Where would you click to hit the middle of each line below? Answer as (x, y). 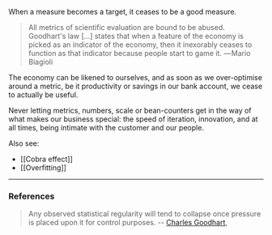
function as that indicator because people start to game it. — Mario (139, 53)
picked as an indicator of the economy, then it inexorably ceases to (140, 45)
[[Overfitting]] (43, 168)
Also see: (24, 143)
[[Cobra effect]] (46, 159)
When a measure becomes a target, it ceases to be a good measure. (123, 12)
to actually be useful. (43, 95)
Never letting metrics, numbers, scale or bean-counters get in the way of (130, 110)
